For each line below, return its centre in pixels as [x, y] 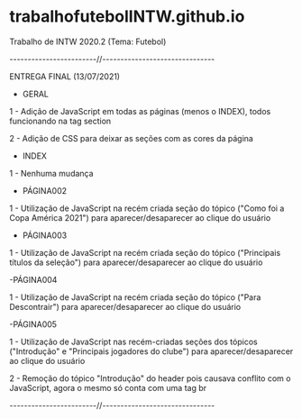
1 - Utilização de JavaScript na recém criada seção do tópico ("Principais [145, 252]
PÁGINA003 [45, 235]
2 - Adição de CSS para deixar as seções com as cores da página [132, 138]
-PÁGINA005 [33, 324]
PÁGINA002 [45, 190]
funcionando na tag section [60, 121]
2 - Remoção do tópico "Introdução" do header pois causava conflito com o [150, 378]
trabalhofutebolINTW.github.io [127, 17]
